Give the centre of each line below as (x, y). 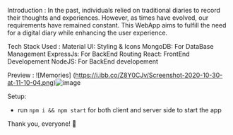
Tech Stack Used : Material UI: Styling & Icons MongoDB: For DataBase (110, 46)
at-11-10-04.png (31, 83)
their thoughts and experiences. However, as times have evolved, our (108, 18)
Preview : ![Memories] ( (41, 75)
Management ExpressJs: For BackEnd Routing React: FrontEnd (98, 54)
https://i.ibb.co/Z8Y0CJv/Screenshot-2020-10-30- (149, 75)
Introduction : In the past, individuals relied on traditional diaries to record (114, 10)
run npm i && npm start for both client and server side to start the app (119, 110)
